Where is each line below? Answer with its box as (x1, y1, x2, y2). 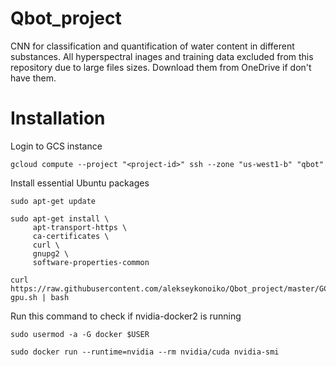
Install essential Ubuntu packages (10, 177, 150, 189)
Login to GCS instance (10, 140, 103, 152)
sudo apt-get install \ (10, 213, 110, 224)
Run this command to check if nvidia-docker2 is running (10, 310, 242, 322)
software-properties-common (32, 257, 150, 267)
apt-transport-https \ (32, 222, 128, 232)
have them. (10, 72, 57, 84)
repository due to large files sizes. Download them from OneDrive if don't (10, 61, 312, 73)
